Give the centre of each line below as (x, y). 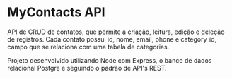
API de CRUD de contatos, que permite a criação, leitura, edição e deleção (116, 32)
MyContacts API (56, 12)
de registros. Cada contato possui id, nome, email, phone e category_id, (112, 39)
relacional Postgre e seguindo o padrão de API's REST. (87, 68)
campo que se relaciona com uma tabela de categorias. (88, 47)
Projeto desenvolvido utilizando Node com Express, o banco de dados (110, 60)
